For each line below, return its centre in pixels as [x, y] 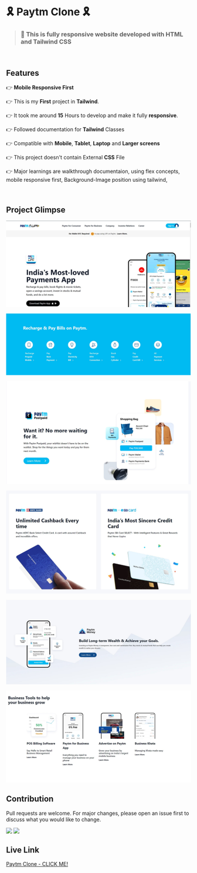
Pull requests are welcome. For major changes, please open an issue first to [98, 813]
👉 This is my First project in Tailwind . [53, 102]
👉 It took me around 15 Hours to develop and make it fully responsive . [92, 115]
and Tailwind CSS [46, 42]
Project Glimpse [36, 210]
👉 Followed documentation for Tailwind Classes [65, 129]
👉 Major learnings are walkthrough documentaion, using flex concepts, [93, 171]
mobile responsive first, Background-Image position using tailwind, [87, 180]
